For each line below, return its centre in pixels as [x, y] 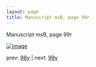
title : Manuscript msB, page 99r [48, 17]
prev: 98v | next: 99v [32, 57]
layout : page [22, 12]
